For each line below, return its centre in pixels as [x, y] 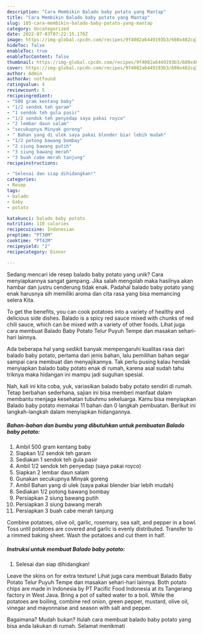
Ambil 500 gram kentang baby [53, 447]
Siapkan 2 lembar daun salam [52, 473]
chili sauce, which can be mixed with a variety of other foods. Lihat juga [96, 324]
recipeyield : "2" [29, 246]
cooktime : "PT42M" [30, 241]
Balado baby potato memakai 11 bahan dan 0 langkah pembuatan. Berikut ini [101, 405]
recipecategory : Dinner [37, 252]
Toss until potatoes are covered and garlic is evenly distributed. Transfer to [100, 529]
